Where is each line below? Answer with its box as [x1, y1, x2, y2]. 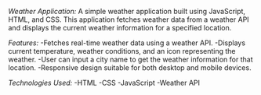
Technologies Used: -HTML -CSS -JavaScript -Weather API [8, 78, 201, 87]
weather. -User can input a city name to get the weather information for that [8, 55, 253, 64]
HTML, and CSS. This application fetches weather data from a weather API [8, 15, 249, 24]
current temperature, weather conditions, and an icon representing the [8, 47, 237, 55]
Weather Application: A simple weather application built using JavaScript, [8, 7, 245, 16]
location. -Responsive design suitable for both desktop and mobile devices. [8, 63, 252, 72]
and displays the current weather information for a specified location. [8, 23, 232, 32]
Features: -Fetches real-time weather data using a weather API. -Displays [8, 38, 245, 47]
